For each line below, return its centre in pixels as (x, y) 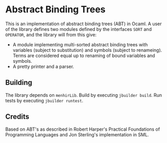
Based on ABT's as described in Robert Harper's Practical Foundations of (83, 129)
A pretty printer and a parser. (43, 66)
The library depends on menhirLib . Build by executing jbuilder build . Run (84, 95)
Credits (17, 117)
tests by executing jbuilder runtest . (44, 100)
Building (19, 83)
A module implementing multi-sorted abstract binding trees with (80, 44)
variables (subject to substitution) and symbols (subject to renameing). (87, 50)
